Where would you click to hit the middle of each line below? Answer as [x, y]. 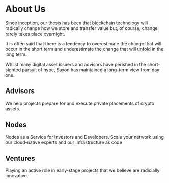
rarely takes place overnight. [35, 34]
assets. [13, 109]
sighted [13, 70]
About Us [25, 9]
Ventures [20, 158]
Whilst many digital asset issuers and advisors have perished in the [76, 64]
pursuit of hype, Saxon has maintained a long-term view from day [91, 70]
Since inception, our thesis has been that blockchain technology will [77, 23]
